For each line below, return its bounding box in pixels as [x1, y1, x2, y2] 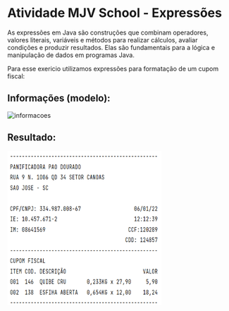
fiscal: [7, 72, 25, 80]
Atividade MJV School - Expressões [7, 5, 222, 21]
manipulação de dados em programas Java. [7, 51, 135, 59]
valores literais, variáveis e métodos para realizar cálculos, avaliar [7, 35, 198, 44]
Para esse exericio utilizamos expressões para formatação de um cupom [7, 64, 219, 73]
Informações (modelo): [7, 92, 111, 104]
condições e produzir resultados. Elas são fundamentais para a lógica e [7, 43, 216, 51]
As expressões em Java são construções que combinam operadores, [7, 28, 209, 37]
